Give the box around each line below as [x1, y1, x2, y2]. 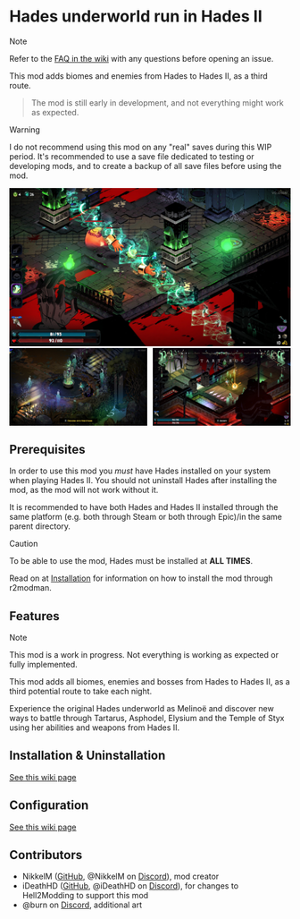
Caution [9, 539, 38, 549]
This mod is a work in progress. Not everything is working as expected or [9, 649, 279, 659]
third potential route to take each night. [9, 685, 153, 696]
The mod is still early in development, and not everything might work [30, 97, 284, 108]
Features [9, 608, 60, 624]
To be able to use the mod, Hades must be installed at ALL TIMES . [9, 556, 254, 566]
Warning [9, 123, 40, 135]
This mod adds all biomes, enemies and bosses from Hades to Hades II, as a [9, 676, 290, 686]
